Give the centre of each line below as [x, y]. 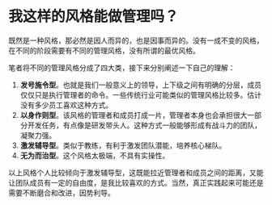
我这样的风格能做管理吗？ [94, 17]
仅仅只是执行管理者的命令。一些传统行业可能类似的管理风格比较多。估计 [140, 94]
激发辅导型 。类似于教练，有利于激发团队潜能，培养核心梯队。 [123, 145]
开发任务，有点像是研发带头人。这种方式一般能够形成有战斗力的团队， [144, 125]
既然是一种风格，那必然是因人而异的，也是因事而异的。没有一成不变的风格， [136, 40]
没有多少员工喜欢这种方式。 [66, 105]
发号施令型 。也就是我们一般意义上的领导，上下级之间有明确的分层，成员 [140, 85]
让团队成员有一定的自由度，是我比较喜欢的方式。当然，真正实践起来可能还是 [136, 182]
